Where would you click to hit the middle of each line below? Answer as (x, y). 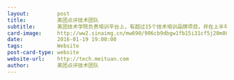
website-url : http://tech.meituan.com (68, 59)
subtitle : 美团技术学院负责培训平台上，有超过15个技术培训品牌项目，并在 (110, 26)
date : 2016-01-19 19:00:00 (62, 40)
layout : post (39, 14)
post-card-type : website (43, 53)
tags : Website (43, 46)
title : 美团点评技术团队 (53, 20)
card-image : (24, 33)
